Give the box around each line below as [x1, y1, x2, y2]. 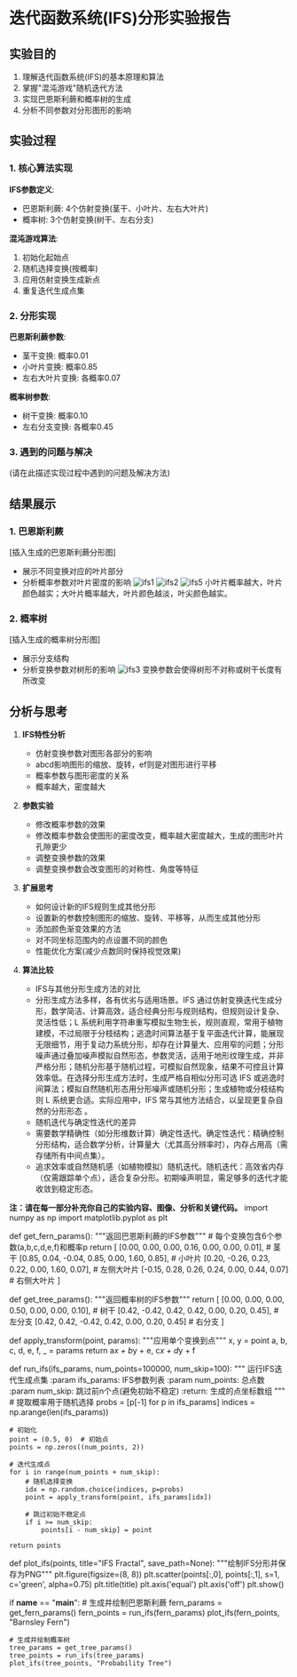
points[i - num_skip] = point [41, 1526, 152, 1535]
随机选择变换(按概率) [21, 263, 99, 274]
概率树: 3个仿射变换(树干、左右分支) [21, 214, 154, 225]
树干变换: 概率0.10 [21, 410, 89, 420]
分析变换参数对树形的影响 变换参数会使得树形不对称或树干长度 [21, 664, 275, 675]
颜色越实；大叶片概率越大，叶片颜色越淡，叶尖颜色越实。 [21, 587, 232, 598]
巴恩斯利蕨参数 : [9, 331, 66, 342]
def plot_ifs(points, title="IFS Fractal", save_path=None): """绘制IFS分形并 [9, 1558, 279, 1569]
